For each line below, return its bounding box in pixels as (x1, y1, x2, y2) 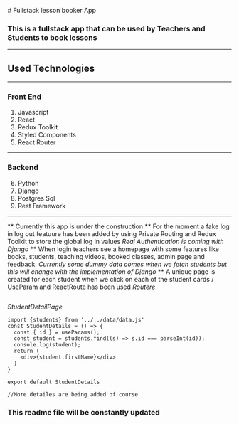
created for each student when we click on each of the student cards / (7, 275, 214, 283)
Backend (7, 163, 39, 173)
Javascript (17, 108, 49, 117)
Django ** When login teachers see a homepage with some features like (7, 245, 219, 253)
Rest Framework (17, 201, 66, 210)
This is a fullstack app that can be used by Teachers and (7, 23, 206, 33)
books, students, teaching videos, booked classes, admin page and (7, 252, 205, 260)
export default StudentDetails (7, 378, 100, 386)
